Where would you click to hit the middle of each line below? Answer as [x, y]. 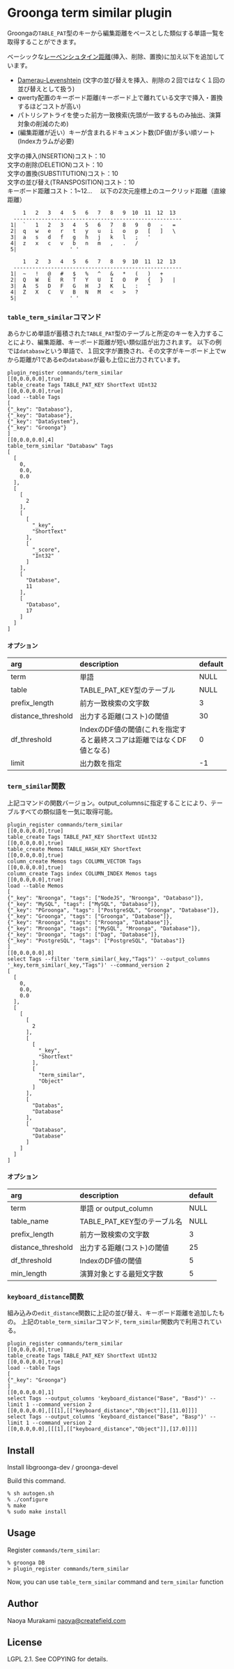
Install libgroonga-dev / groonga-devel [63, 1467]
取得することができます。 [44, 41]
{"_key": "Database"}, [40, 416]
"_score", [46, 550]
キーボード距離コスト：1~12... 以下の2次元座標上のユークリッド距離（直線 [117, 190]
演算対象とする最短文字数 [122, 1274]
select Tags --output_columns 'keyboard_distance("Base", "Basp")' [107, 1417]
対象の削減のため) [43, 123]
